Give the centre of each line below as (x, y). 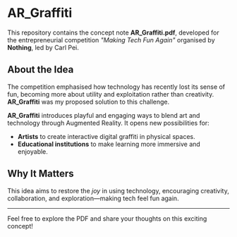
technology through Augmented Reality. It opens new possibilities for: (108, 123)
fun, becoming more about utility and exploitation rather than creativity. (111, 94)
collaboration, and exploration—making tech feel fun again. (93, 198)
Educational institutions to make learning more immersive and (109, 144)
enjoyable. (32, 151)
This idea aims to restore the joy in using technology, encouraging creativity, (118, 190)
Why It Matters (41, 174)
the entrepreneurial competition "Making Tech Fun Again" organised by (111, 39)
